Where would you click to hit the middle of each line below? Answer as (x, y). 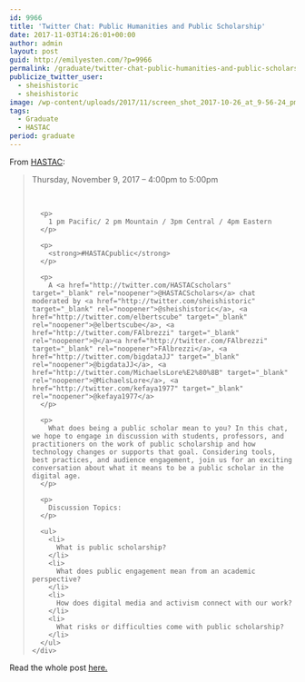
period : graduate (42, 136)
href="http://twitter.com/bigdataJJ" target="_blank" (135, 356)
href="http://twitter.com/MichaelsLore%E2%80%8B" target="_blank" (160, 372)
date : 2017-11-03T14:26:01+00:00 (73, 35)
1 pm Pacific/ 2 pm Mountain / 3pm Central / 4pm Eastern (160, 222)
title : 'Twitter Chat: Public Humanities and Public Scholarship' (138, 26)
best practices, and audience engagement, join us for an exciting (162, 460)
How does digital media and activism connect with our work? (174, 603)
